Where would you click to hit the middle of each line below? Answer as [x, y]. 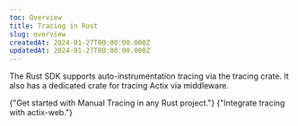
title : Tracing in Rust [54, 26]
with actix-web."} [41, 113]
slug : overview [38, 34]
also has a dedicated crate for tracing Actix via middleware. [119, 86]
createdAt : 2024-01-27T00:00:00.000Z [80, 42]
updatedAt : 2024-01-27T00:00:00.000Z [80, 51]
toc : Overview [36, 17]
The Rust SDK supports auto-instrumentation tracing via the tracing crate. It [149, 76]
